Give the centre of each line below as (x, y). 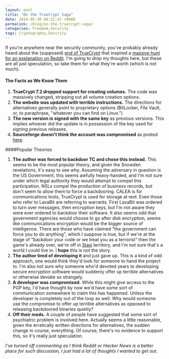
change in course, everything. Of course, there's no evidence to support (88, 331)
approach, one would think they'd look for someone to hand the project (87, 261)
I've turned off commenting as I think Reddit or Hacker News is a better (79, 346)
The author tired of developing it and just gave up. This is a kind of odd (87, 256)
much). (13, 69)
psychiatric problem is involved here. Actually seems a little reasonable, (87, 320)
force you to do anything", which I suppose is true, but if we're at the (84, 234)
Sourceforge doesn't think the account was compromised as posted (85, 134)
